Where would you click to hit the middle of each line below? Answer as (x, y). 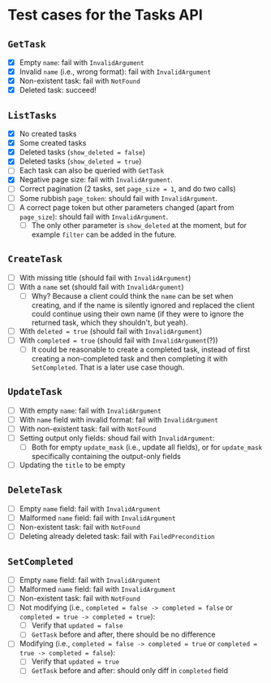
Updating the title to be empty (72, 465)
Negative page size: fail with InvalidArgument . (96, 180)
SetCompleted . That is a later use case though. (108, 367)
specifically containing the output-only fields (106, 456)
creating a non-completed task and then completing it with (129, 358)
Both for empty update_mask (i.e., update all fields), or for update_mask (147, 447)
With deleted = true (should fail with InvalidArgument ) (110, 331)
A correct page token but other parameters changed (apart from (127, 207)
